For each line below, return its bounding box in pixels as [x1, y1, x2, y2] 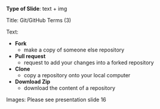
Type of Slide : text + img [6, 5, 67, 12]
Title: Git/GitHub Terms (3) [6, 17, 72, 23]
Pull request [14, 53, 46, 59]
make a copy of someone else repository [23, 46, 125, 53]
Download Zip [14, 78, 51, 85]
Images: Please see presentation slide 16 [6, 96, 106, 103]
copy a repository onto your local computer [23, 72, 131, 78]
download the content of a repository [23, 84, 115, 92]
